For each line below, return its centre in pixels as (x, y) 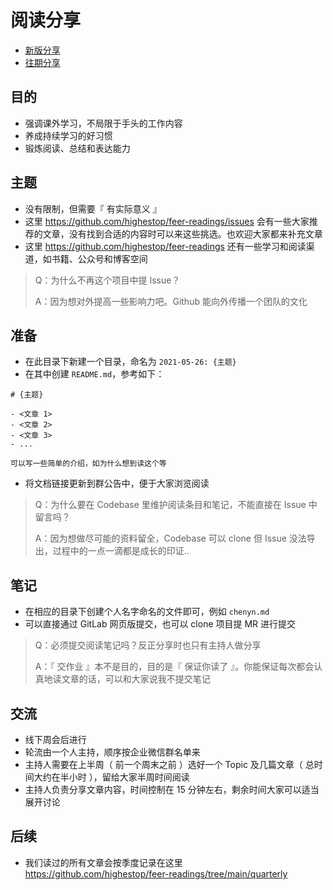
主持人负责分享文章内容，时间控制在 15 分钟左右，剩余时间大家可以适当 (172, 789)
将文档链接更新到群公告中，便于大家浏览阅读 (117, 483)
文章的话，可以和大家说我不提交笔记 (136, 679)
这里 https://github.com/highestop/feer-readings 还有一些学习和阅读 (165, 246)
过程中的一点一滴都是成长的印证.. (121, 551)
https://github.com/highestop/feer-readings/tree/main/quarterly (156, 873)
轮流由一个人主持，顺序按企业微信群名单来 (112, 752)
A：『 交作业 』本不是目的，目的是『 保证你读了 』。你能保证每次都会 (174, 667)
